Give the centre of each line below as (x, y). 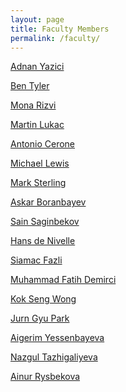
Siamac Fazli (36, 260)
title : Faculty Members (60, 29)
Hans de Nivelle (43, 241)
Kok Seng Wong (43, 299)
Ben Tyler (30, 86)
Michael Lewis (40, 163)
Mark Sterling (38, 183)
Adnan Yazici (37, 67)
